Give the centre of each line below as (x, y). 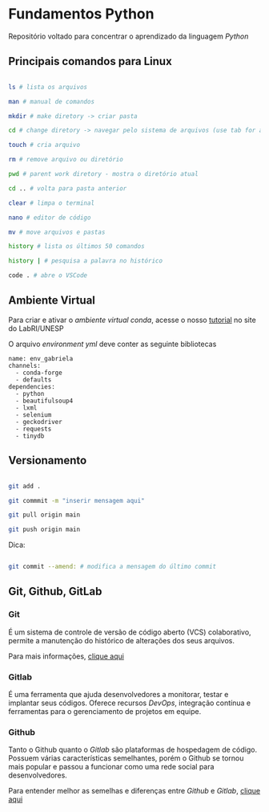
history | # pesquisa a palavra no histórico (85, 261)
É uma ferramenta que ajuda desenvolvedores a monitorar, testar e (118, 694)
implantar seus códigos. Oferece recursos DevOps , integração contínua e (129, 703)
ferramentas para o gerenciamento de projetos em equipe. (105, 711)
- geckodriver (39, 422)
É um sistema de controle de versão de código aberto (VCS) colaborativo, (130, 632)
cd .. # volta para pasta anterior (68, 188)
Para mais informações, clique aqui (66, 656)
